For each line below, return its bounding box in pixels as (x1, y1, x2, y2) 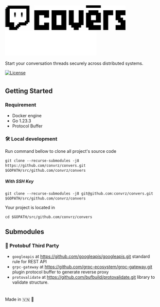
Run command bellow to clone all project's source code (5, 148, 117, 154)
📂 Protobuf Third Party (5, 242, 59, 249)
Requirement (5, 102, 36, 108)
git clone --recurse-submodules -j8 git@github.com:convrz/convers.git (5, 191, 153, 196)
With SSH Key (5, 178, 34, 184)
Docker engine (12, 112, 42, 118)
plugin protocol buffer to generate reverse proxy (12, 269, 109, 275)
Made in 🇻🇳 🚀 (5, 296, 34, 302)
